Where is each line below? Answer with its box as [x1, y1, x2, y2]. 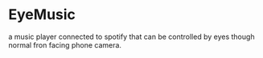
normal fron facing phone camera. [8, 40, 122, 49]
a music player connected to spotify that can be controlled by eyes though [8, 32, 255, 41]
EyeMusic [8, 6, 76, 24]
